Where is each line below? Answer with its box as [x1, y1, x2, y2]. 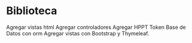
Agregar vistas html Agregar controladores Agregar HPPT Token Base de [6, 24, 187, 31]
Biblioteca [6, 4, 57, 18]
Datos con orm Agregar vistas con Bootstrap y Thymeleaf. [6, 29, 150, 37]
